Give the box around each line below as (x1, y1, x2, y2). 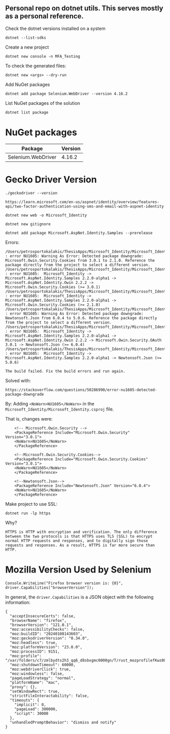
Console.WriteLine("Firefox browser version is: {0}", (5, 581, 123, 586)
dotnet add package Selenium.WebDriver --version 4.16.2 (5, 91, 128, 96)
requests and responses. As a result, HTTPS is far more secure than (5, 543, 155, 548)
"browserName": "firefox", (10, 618, 67, 623)
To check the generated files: (5, 63, 67, 69)
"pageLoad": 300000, (14, 706, 58, 712)
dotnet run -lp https (5, 511, 51, 516)
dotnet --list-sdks (5, 35, 47, 40)
